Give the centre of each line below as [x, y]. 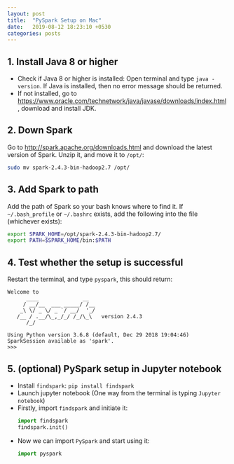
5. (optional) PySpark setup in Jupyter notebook [115, 369]
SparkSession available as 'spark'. [61, 341]
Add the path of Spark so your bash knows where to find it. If [95, 206]
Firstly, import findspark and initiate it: [73, 408]
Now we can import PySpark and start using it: [83, 441]
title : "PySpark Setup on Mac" [54, 20]
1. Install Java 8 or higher [63, 61]
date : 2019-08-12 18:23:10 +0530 [59, 27]
